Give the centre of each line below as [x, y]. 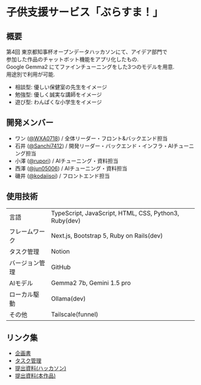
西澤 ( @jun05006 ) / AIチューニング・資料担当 [71, 168]
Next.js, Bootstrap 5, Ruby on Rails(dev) [107, 236]
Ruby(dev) [66, 221]
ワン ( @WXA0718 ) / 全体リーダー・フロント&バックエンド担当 [91, 138]
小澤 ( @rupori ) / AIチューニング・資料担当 [66, 161]
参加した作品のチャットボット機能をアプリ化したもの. [72, 59]
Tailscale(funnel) [74, 314]
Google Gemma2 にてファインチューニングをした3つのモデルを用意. [90, 67]
